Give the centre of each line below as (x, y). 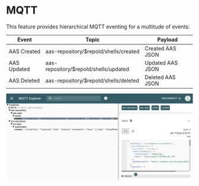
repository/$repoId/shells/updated (87, 69)
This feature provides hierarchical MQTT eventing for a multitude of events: (98, 27)
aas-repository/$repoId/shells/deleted (92, 80)
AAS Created (24, 51)
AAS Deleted (24, 80)
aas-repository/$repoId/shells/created (92, 51)
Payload (168, 40)
